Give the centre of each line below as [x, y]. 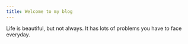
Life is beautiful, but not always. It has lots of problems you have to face [94, 28]
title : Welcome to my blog [39, 11]
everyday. [18, 34]
